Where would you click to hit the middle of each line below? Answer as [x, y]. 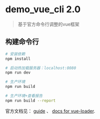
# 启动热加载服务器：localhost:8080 [41, 68]
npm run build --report [31, 101]
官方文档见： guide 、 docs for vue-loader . [50, 111]
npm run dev [18, 73]
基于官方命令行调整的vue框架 [49, 24]
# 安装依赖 [15, 54]
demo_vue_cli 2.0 [43, 9]
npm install [18, 59]
